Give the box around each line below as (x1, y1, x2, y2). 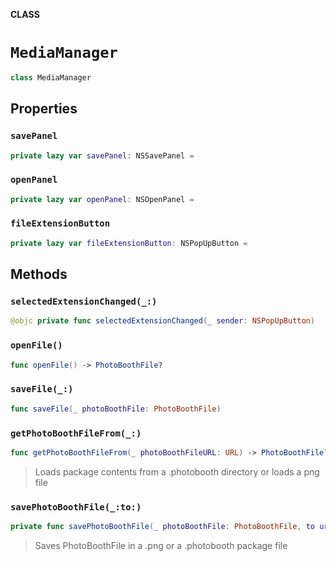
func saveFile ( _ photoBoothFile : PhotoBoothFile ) (10, 404, 222, 414)
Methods (10, 266, 68, 283)
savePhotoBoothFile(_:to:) (10, 501, 142, 513)
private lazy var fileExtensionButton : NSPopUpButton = (10, 238, 248, 248)
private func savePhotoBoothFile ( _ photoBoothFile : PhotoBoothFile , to (10, 522, 315, 532)
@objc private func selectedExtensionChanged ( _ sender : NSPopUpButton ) (10, 316, 315, 326)
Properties (10, 100, 78, 118)
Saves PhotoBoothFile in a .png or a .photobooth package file (34, 539, 288, 551)
